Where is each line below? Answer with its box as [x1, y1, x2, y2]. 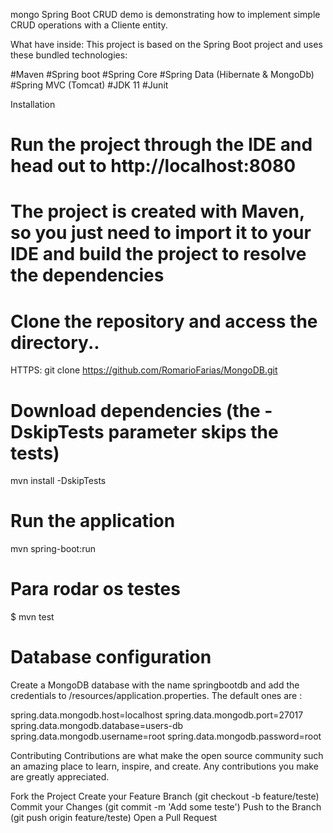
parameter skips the [108, 420, 279, 443]
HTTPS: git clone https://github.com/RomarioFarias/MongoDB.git [10, 364, 278, 376]
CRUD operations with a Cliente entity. [10, 19, 168, 31]
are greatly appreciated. [10, 771, 110, 783]
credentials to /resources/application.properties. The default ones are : [10, 690, 303, 702]
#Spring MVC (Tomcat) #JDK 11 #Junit [10, 79, 169, 91]
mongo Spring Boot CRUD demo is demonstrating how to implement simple [10, 9, 321, 20]
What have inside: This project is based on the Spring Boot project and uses [10, 39, 323, 50]
